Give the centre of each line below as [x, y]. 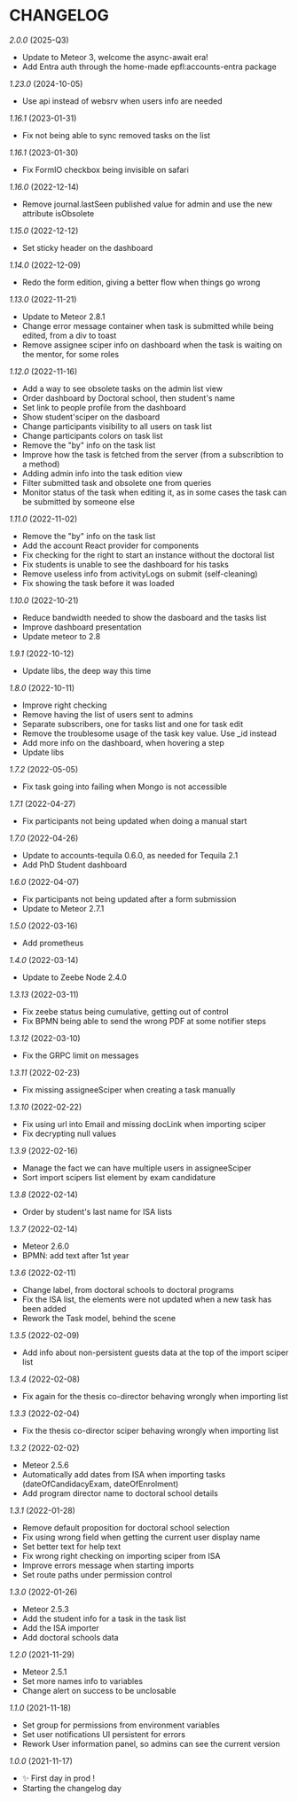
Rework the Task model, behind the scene [98, 1318]
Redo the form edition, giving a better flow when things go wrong [141, 282]
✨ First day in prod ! [59, 1778]
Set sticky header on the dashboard [87, 247]
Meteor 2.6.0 [45, 1246]
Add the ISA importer [60, 1627]
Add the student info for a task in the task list [104, 1618]
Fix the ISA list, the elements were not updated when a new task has [147, 1299]
